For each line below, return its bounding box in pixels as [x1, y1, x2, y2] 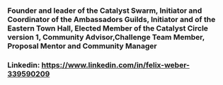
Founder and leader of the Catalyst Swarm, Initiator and [7, 6, 202, 16]
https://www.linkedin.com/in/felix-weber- [41, 59, 190, 69]
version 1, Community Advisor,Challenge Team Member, [7, 32, 205, 42]
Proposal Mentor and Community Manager [7, 41, 157, 51]
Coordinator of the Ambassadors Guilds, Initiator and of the [7, 14, 216, 24]
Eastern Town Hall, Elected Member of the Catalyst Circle [7, 23, 209, 33]
